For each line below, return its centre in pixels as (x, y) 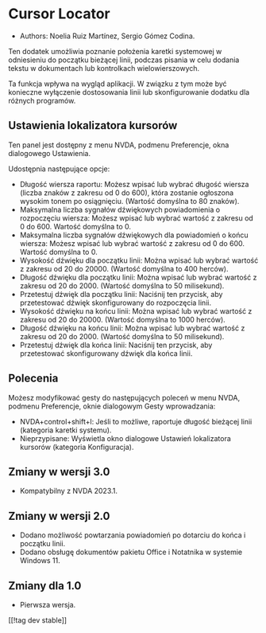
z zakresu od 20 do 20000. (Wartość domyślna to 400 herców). (124, 268)
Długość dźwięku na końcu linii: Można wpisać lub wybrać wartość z (132, 328)
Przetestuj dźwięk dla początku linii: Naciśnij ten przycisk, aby (121, 294)
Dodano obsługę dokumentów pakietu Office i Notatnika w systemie (131, 552)
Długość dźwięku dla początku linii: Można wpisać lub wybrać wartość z (138, 277)
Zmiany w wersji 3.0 (59, 472)
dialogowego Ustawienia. (50, 153)
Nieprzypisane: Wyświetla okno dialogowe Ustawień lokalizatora (125, 438)
